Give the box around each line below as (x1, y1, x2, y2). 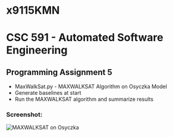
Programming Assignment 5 (6, 67, 113, 77)
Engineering (6, 43, 68, 57)
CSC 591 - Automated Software (6, 31, 163, 45)
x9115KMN (6, 4, 60, 17)
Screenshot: (6, 111, 43, 119)
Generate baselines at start (14, 89, 81, 96)
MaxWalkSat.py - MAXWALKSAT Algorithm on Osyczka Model (14, 83, 168, 90)
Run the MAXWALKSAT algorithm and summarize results (14, 96, 153, 103)
